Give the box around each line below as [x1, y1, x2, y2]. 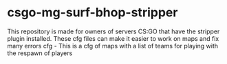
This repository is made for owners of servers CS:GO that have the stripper [7, 27, 220, 35]
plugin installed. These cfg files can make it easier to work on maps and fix [7, 34, 219, 42]
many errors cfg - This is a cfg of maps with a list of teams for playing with [7, 42, 219, 50]
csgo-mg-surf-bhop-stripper [7, 5, 178, 20]
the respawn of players [7, 49, 73, 57]
